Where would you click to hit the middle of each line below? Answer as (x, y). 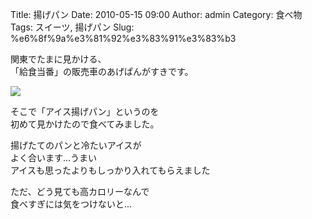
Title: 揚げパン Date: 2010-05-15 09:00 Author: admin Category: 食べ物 (156, 14)
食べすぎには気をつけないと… (71, 204)
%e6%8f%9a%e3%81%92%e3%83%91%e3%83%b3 (123, 38)
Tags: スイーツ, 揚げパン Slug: (72, 27)
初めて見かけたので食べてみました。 (85, 124)
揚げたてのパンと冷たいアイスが (76, 145)
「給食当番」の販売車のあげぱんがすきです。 (102, 71)
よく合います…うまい (54, 157)
